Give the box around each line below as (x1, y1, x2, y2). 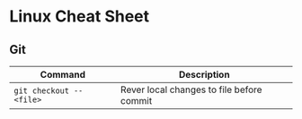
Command (40, 69, 85, 81)
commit (120, 95, 153, 106)
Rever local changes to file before (120, 83, 262, 96)
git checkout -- (13, 86, 84, 96)
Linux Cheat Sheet (9, 6, 150, 27)
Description (178, 69, 231, 81)
